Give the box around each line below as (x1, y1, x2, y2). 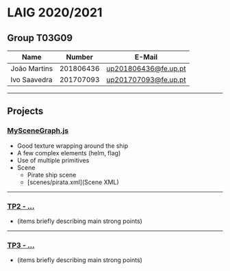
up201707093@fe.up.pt (105, 75, 186, 84)
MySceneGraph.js (7, 126, 69, 135)
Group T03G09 (7, 32, 73, 44)
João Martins (10, 64, 53, 73)
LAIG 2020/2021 (7, 5, 103, 21)
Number (66, 53, 94, 62)
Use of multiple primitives (16, 156, 90, 164)
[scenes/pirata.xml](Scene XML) (27, 178, 119, 186)
